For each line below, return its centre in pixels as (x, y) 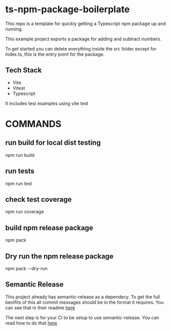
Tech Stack (23, 70)
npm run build (20, 155)
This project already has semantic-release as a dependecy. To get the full (83, 297)
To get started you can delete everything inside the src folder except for (81, 49)
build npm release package (49, 228)
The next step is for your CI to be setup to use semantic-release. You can (82, 317)
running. (14, 29)
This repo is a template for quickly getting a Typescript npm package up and (86, 23)
